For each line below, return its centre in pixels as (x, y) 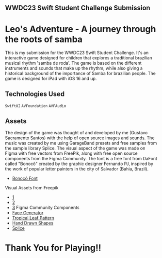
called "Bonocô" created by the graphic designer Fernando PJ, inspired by (79, 164)
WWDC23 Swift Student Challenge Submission (78, 8)
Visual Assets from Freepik (32, 187)
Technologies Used (35, 94)
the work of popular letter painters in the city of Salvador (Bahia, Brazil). (77, 169)
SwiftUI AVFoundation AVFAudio (36, 106)
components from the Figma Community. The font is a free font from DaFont (81, 158)
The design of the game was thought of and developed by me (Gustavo (76, 132)
